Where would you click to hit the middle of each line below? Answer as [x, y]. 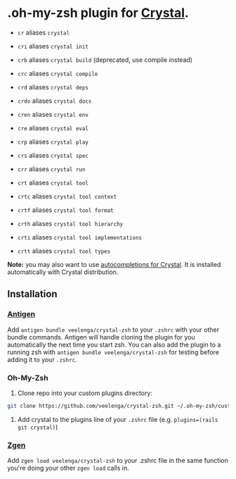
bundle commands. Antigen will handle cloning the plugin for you [101, 337]
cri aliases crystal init [53, 46]
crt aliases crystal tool [53, 182]
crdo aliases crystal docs [54, 101]
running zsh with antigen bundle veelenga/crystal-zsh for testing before [113, 352]
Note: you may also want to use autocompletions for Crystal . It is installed [114, 264]
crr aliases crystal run [51, 169]
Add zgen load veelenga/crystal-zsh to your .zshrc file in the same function [118, 461]
